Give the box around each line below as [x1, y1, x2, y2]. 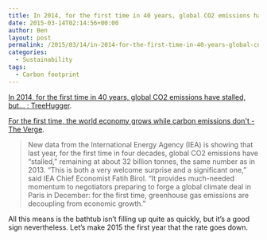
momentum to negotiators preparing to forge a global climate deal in [27, 181, 252, 191]
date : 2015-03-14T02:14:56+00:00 [8, 19, 119, 27]
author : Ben [8, 26, 48, 34]
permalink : [8, 41, 44, 49]
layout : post [8, 33, 52, 42]
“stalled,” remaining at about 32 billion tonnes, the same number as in [27, 156, 256, 166]
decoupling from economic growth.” [27, 199, 146, 208]
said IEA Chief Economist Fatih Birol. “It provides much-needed [27, 173, 235, 183]
